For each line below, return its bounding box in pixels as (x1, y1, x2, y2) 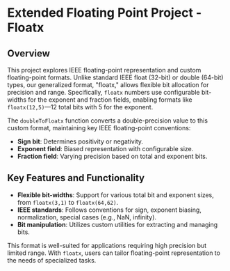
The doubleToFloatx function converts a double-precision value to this (7, 116, 208, 125)
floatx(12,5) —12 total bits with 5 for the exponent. (7, 103, 154, 111)
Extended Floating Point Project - (7, 5, 202, 21)
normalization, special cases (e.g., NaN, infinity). (17, 212, 157, 221)
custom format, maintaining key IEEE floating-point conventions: (7, 124, 191, 132)
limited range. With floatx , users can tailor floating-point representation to (7, 249, 221, 257)
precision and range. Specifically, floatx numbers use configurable (7, 88, 200, 96)
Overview (7, 47, 51, 59)
